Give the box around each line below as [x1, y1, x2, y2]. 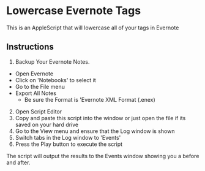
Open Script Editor [15, 108, 62, 115]
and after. [6, 159, 31, 166]
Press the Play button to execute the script [15, 140, 123, 148]
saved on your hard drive [15, 121, 79, 128]
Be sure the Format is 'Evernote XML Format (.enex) [24, 96, 156, 103]
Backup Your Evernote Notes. [15, 58, 90, 65]
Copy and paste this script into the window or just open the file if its [15, 114, 186, 121]
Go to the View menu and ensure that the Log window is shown [15, 127, 175, 135]
